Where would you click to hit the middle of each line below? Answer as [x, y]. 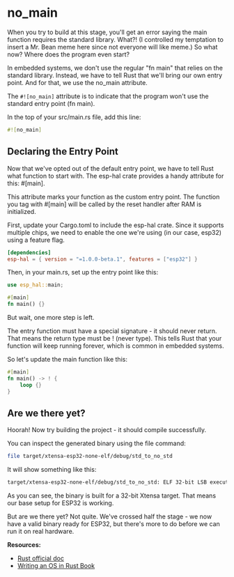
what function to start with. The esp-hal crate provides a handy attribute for [116, 176]
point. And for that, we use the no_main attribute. [77, 82]
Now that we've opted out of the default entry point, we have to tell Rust [110, 168]
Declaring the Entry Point [63, 152]
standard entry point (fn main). [51, 103]
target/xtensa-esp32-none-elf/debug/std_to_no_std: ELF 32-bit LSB [107, 482]
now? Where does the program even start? [69, 54]
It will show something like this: [52, 470]
